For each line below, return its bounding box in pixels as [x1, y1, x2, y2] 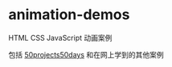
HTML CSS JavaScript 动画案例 [8, 33, 113, 42]
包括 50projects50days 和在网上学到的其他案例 [8, 49, 165, 59]
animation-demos [8, 6, 130, 24]
